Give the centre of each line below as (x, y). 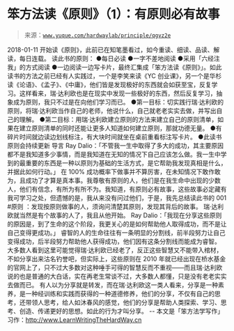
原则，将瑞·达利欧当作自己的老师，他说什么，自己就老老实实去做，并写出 (112, 110)
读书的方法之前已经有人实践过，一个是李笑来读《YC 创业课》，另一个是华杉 (115, 76)
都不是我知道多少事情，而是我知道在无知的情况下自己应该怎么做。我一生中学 (117, 154)
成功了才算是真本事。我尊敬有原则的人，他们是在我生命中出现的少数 (123, 180)
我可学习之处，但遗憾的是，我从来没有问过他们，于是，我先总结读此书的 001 (117, 198)
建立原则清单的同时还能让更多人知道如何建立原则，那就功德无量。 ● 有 (120, 128)
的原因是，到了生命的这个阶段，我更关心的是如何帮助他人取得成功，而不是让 (117, 224)
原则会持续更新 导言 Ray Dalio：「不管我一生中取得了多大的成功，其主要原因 (116, 145)
